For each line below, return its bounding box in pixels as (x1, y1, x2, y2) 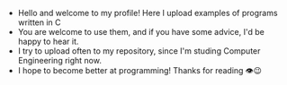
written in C (17, 17, 61, 28)
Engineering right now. (17, 55, 102, 65)
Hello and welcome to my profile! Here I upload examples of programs (17, 8, 278, 18)
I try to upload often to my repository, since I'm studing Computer (17, 46, 261, 56)
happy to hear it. (17, 36, 79, 47)
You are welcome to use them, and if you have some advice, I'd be (17, 27, 265, 37)
